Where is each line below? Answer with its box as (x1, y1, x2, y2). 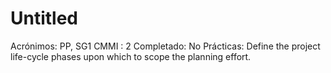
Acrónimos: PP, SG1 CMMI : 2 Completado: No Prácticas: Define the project (10, 40, 321, 52)
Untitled (10, 7, 79, 30)
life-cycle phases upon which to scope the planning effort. (10, 50, 252, 62)
